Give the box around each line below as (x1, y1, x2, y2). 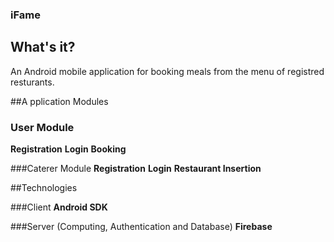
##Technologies (10, 182, 78, 194)
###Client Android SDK (10, 201, 108, 213)
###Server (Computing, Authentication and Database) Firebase (10, 221, 273, 233)
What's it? (10, 39, 76, 56)
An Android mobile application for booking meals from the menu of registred (10, 65, 325, 77)
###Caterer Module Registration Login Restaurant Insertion (10, 163, 262, 175)
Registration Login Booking (10, 143, 127, 155)
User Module (10, 120, 75, 134)
